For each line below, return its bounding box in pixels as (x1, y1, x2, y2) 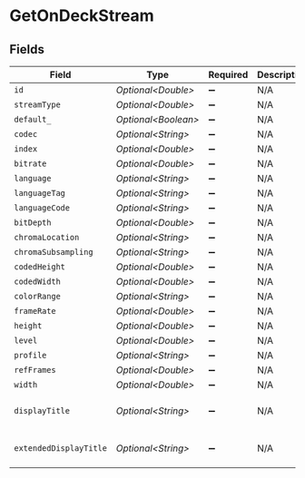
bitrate (14, 159, 47, 169)
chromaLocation (14, 232, 80, 242)
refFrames (14, 365, 56, 375)
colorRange (14, 291, 61, 301)
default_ (14, 114, 52, 124)
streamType (14, 100, 61, 110)
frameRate (14, 306, 56, 316)
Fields (9, 42, 45, 57)
